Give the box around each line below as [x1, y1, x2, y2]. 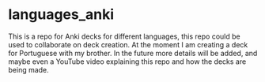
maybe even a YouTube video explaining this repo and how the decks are [8, 57, 247, 66]
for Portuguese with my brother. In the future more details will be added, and [8, 48, 258, 58]
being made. [8, 65, 49, 74]
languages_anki [8, 6, 115, 24]
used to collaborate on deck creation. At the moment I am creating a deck [8, 39, 248, 49]
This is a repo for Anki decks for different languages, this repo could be [8, 32, 240, 41]
